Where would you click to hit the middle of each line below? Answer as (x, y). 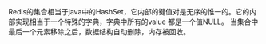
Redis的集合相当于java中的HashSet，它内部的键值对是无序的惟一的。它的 (129, 12)
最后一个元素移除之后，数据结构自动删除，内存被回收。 (99, 32)
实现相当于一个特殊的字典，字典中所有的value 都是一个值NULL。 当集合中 (137, 22)
